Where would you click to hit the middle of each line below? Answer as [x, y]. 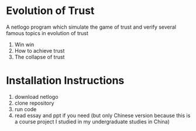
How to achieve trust [39, 50]
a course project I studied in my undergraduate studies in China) [92, 122]
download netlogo [36, 96]
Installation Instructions [65, 81]
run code [25, 109]
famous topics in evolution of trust [47, 33]
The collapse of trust [39, 57]
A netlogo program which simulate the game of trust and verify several [91, 27]
